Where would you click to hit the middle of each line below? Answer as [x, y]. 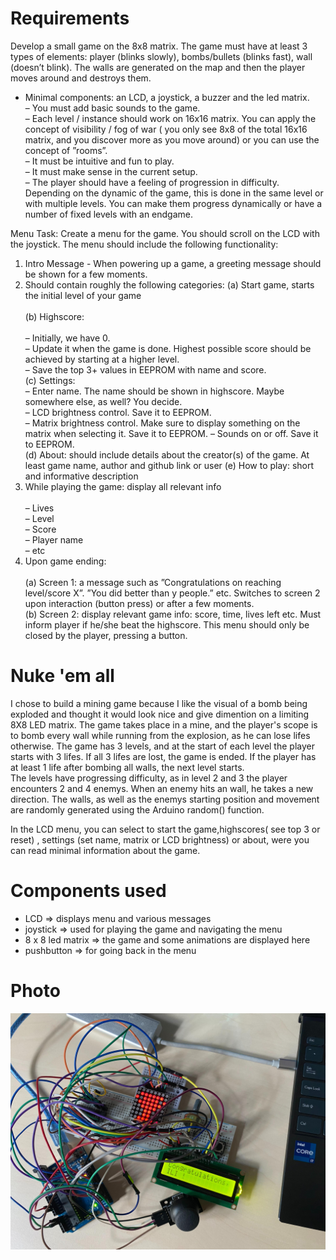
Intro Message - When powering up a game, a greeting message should [173, 263]
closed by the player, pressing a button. [106, 635]
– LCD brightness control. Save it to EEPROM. [118, 412]
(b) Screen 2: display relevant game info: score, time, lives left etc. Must [173, 614]
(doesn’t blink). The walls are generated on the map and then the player [158, 67]
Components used [88, 891]
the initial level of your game [83, 295]
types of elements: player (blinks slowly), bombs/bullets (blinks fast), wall [161, 56]
